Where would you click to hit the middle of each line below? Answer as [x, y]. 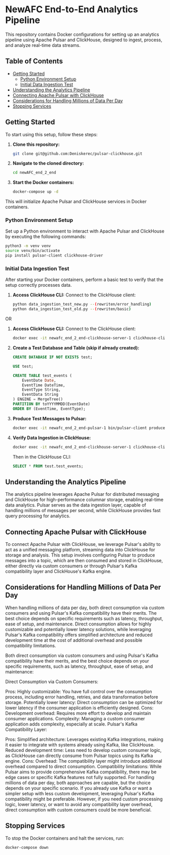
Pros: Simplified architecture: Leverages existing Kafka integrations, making [84, 739]
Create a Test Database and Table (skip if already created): [76, 348]
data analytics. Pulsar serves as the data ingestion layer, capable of [76, 505]
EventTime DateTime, [44, 385]
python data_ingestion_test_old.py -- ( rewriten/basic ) [72, 309]
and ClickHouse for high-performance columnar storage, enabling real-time [84, 500]
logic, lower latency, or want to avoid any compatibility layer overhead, [79, 804]
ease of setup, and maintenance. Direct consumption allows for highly [78, 624]
